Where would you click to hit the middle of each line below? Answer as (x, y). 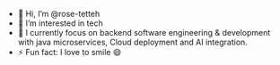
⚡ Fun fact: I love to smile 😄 (70, 52)
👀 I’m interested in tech (60, 23)
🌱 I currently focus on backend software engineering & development (144, 32)
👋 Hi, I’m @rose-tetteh (59, 14)
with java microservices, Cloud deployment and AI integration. (133, 42)
